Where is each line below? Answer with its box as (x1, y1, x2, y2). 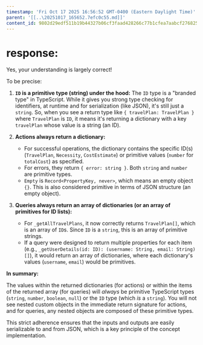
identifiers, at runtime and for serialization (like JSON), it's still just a (14, 102, 184, 109)
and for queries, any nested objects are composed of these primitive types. (6, 308, 194, 315)
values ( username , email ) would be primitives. (24, 258, 136, 266)
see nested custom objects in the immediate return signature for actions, (6, 301, 187, 308)
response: (6, 46, 59, 60)
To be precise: (6, 78, 42, 85)
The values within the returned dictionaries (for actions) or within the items (6, 282, 192, 289)
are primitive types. (24, 170, 72, 178)
